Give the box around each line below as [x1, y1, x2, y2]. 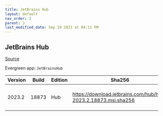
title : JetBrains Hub [5, 7, 49, 12]
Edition [50, 76, 68, 83]
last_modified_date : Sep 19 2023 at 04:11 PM [5, 25, 98, 30]
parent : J [5, 20, 25, 26]
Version [7, 76, 26, 83]
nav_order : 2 [5, 16, 32, 21]
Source [5, 56, 19, 61]
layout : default [5, 12, 38, 16]
